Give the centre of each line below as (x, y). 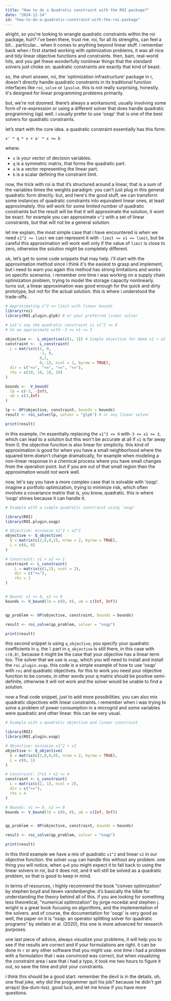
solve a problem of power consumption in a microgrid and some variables (83, 708)
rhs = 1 (22, 578)
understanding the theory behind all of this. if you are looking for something (85, 897)
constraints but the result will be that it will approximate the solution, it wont (85, 212)
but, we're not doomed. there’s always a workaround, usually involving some (86, 103)
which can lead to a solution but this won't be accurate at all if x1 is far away (86, 439)
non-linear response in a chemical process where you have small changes (83, 461)
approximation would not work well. (43, 472)
